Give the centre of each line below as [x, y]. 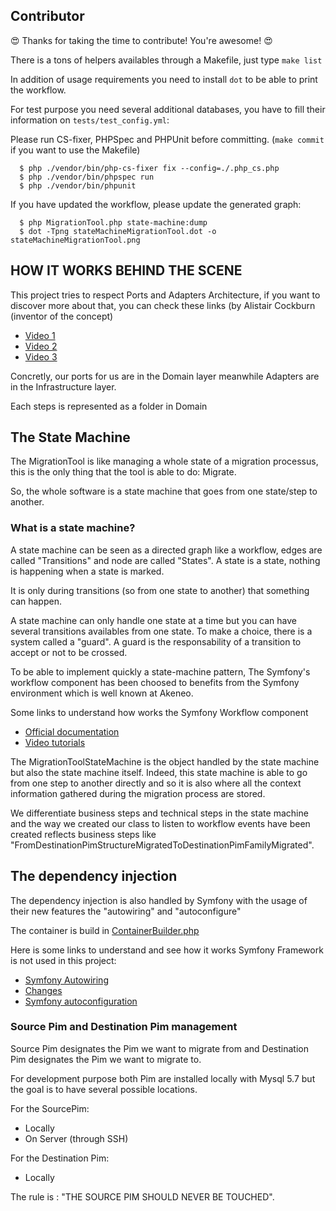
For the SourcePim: [50, 1108]
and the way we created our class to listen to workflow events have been [160, 823]
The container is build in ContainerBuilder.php [105, 930]
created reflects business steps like [83, 834]
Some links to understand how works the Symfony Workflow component [159, 712]
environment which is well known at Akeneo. [102, 693]
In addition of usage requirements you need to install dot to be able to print [164, 79]
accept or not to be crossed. [69, 652]
